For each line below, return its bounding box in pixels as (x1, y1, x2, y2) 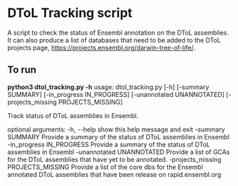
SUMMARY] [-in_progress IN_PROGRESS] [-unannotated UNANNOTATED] (7, 90, 225, 98)
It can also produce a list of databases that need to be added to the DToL (7, 35, 222, 44)
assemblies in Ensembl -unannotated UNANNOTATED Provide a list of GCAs (7, 147, 230, 156)
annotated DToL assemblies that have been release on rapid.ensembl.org (7, 170, 222, 178)
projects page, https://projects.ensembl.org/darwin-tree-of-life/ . (7, 43, 195, 52)
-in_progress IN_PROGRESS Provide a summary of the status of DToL (7, 140, 211, 149)
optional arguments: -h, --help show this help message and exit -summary (7, 125, 225, 134)
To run (7, 64, 37, 76)
